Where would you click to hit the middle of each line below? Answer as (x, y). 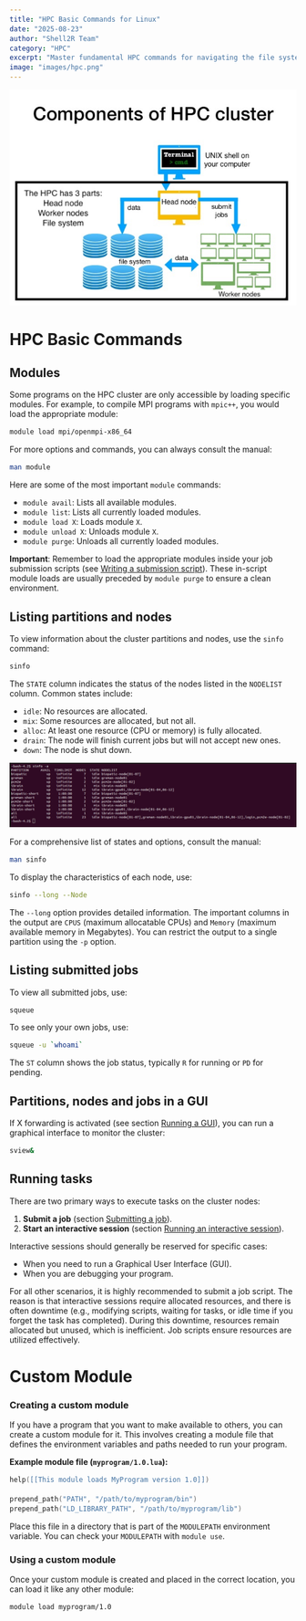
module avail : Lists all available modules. (100, 503)
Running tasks (51, 1179)
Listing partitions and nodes (91, 617)
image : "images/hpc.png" (56, 68)
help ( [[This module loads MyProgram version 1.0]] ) (109, 1480)
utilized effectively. (45, 1339)
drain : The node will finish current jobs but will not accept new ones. (152, 740)
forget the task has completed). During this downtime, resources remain (144, 1320)
